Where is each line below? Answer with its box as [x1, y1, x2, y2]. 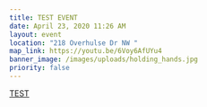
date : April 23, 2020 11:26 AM [9, 22, 126, 31]
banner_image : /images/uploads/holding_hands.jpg [9, 55, 199, 64]
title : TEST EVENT [9, 13, 78, 22]
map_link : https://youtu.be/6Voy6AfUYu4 [9, 47, 163, 56]
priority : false [9, 64, 70, 73]
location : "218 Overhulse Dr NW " [9, 38, 139, 48]
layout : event [9, 30, 63, 39]
